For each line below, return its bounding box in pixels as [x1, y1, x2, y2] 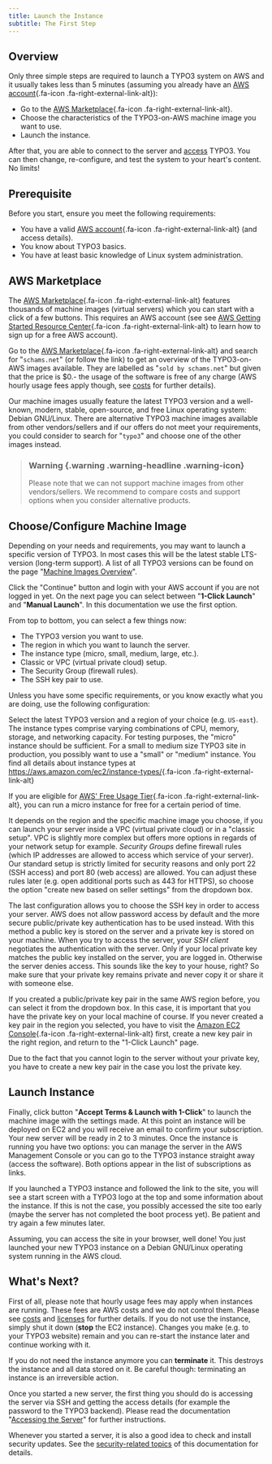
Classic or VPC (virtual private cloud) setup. [19, 657, 167, 668]
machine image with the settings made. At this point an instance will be [8, 1116, 246, 1125]
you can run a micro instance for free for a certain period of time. [23, 800, 242, 810]
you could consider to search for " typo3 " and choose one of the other [8, 431, 242, 441]
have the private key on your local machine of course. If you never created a [8, 1011, 264, 1022]
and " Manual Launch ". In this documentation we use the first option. [8, 600, 238, 610]
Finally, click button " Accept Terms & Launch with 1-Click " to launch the [8, 1107, 252, 1116]
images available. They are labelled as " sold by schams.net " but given [26, 363, 261, 373]
